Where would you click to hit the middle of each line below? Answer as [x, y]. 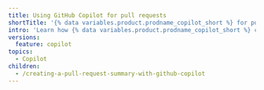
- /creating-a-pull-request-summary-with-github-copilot [110, 74]
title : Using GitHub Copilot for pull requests [88, 15]
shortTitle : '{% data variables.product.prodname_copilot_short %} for [128, 23]
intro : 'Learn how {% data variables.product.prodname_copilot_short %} [130, 30]
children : [24, 67]
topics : [21, 52]
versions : [24, 37]
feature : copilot [44, 45]
